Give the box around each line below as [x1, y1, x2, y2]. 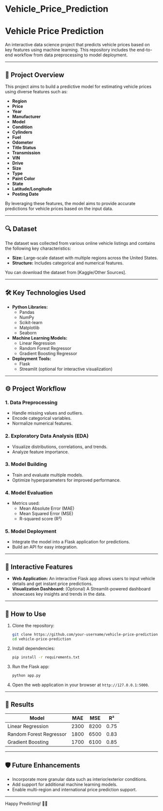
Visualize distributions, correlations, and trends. [12, 444, 108, 449]
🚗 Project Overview [5, 70, 65, 79]
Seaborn [19, 329, 37, 336]
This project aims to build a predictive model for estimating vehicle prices [5, 84, 152, 89]
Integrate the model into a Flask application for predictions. [12, 539, 130, 545]
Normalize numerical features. [12, 420, 73, 426]
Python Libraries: [12, 304, 48, 310]
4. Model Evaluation [5, 489, 53, 496]
